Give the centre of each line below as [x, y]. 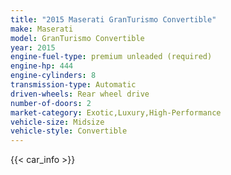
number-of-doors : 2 [51, 103]
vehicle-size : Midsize [57, 122]
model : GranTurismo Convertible [77, 38]
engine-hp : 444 [42, 66]
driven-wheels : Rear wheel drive [80, 94]
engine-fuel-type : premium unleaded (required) [111, 57]
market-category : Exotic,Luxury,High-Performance [116, 112]
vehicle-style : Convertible [69, 131]
